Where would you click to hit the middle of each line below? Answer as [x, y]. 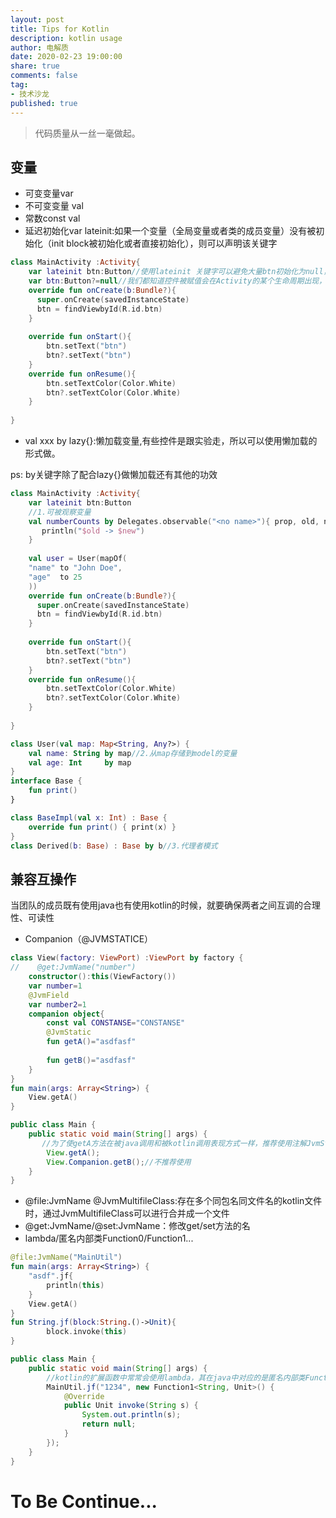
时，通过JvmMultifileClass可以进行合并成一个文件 [127, 1213]
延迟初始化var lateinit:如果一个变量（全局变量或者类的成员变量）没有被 [170, 231]
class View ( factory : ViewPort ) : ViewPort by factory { [127, 958]
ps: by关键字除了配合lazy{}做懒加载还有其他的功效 [114, 475]
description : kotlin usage [66, 38]
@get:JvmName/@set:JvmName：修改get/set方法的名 [137, 1226]
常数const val [52, 218]
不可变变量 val [54, 206]
